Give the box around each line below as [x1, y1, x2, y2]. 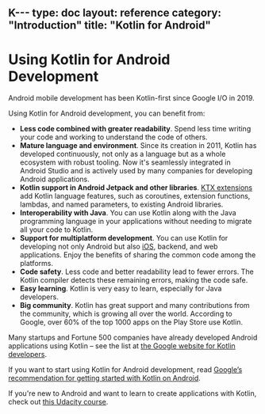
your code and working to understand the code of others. [19, 132, 208, 142]
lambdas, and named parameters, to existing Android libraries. [19, 199, 224, 209]
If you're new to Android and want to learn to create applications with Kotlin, [8, 389, 257, 398]
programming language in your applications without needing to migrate [19, 217, 252, 226]
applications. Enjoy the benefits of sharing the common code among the [19, 250, 256, 260]
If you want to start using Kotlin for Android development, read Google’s [8, 365, 243, 374]
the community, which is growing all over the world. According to [19, 309, 232, 319]
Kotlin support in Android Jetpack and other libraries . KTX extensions [19, 183, 252, 192]
